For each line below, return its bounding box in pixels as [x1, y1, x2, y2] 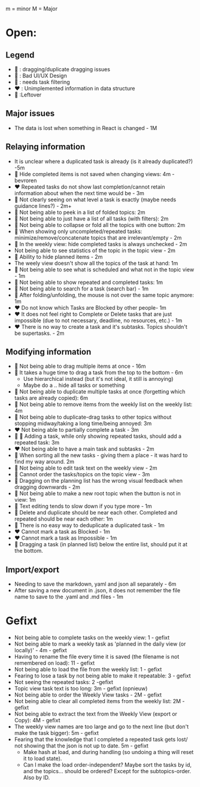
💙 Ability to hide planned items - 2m [14, 253, 103, 260]
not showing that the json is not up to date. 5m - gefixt [14, 742, 149, 749]
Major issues [5, 108, 55, 119]
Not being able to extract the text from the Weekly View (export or [14, 710, 178, 718]
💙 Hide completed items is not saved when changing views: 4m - [14, 170, 175, 177]
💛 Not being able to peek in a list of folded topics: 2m [14, 208, 146, 216]
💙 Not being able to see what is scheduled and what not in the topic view [14, 266, 195, 273]
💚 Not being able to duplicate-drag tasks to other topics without [14, 413, 172, 421]
